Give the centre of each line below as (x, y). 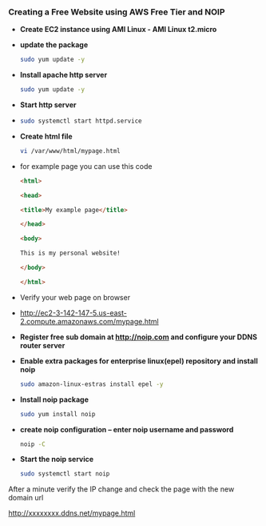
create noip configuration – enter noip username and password (127, 429)
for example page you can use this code (86, 166)
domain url (26, 498)
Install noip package (54, 400)
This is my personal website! (70, 253)
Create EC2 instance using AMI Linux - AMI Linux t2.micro (118, 30)
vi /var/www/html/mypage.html (70, 151)
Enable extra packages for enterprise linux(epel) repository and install (139, 361)
